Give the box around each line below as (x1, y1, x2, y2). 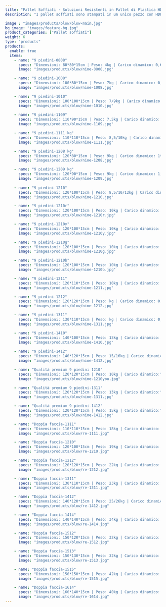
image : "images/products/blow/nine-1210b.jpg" (18, 267, 116, 272)
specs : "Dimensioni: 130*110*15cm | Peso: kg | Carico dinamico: (18, 317, 156, 322)
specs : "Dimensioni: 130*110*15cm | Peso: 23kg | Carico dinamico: (18, 481, 161, 486)
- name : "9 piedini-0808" (14, 57, 68, 62)
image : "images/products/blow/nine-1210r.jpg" (18, 213, 116, 218)
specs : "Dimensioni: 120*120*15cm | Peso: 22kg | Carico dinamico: (18, 462, 161, 467)
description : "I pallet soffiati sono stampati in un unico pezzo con (5, 12, 154, 17)
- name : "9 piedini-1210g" (14, 240, 70, 245)
